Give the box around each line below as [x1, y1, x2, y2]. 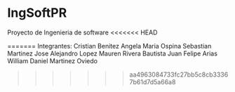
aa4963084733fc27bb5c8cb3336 [129, 70, 229, 79]
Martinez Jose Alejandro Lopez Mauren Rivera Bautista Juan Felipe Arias [7, 49, 217, 58]
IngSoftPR [7, 5, 67, 21]
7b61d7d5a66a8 [129, 77, 176, 86]
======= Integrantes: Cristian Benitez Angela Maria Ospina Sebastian [7, 41, 212, 50]
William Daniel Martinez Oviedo [7, 56, 98, 65]
